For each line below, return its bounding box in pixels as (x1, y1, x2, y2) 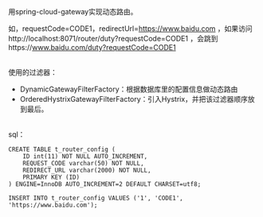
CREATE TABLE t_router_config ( (8, 145, 116, 153)
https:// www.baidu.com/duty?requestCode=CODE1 (8, 43, 177, 52)
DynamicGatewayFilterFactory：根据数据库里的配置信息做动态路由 (19, 84, 238, 94)
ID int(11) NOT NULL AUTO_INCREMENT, (22, 153, 148, 161)
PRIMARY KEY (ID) (22, 173, 80, 181)
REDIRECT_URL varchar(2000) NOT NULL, (22, 166, 151, 174)
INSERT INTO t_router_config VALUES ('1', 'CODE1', (8, 194, 183, 202)
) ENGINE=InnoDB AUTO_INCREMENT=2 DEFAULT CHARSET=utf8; (8, 180, 202, 188)
